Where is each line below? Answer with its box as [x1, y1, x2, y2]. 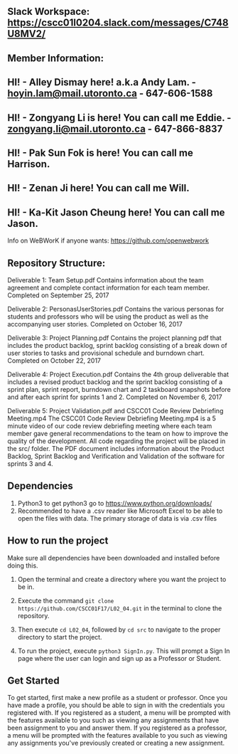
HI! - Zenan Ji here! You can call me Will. [7, 182, 190, 194]
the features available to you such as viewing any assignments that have [7, 716, 220, 725]
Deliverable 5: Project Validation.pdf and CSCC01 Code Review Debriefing [7, 406, 224, 415]
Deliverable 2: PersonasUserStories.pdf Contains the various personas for [7, 304, 225, 313]
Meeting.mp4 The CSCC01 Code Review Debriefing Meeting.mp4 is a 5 [7, 414, 217, 423]
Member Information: [7, 52, 104, 64]
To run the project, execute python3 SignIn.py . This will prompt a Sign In [17, 647, 230, 655]
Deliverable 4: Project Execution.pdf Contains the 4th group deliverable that [7, 370, 229, 378]
